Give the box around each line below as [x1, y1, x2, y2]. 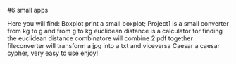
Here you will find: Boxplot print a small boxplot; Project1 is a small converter [7, 19, 229, 27]
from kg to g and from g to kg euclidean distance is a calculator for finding [7, 27, 223, 35]
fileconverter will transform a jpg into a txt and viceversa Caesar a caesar [7, 42, 221, 49]
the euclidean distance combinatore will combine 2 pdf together [7, 34, 194, 42]
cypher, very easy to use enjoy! [7, 49, 99, 57]
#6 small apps [7, 6, 49, 14]
